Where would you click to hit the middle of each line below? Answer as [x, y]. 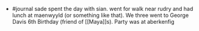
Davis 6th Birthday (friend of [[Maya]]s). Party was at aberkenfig [93, 22]
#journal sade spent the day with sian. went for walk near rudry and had [103, 9]
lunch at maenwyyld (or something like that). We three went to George [100, 15]
